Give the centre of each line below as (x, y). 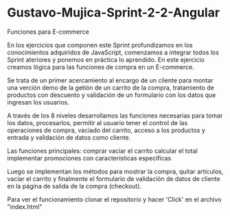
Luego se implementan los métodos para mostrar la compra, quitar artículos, (115, 171)
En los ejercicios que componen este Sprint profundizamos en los (100, 45)
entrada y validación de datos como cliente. (69, 137)
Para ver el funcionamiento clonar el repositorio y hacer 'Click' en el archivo (114, 199)
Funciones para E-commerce (48, 32)
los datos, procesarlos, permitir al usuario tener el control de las (97, 122)
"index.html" (25, 206)
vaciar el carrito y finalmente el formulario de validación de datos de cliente (114, 179)
